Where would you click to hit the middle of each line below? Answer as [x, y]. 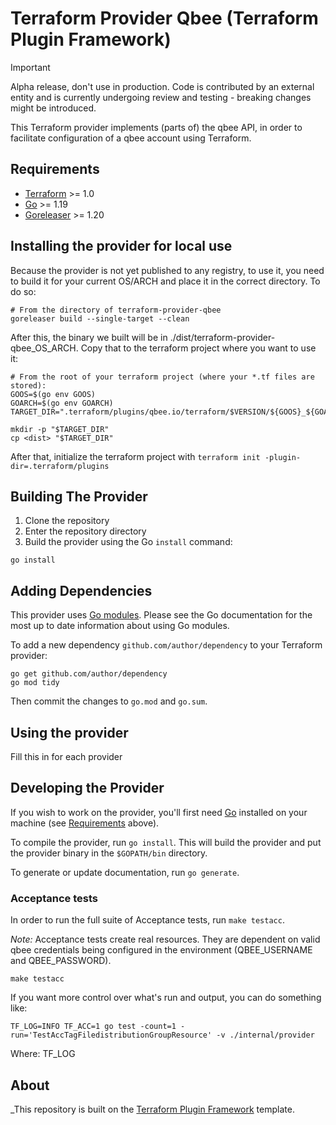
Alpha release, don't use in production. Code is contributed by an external [162, 86]
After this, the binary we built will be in [89, 337]
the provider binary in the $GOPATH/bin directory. [109, 853]
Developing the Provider [87, 788]
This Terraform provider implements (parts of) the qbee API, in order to [156, 127]
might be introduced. [53, 108]
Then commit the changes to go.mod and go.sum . [109, 701]
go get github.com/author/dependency [89, 674]
